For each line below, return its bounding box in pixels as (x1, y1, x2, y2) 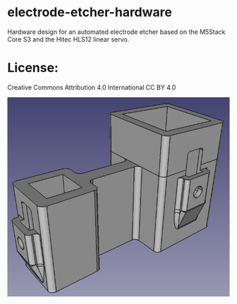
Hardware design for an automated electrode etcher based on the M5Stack (7, 28, 226, 36)
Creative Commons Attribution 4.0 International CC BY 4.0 (7, 83, 176, 92)
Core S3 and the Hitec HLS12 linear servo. (7, 35, 130, 43)
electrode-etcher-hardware (7, 4, 173, 20)
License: (7, 60, 59, 76)
